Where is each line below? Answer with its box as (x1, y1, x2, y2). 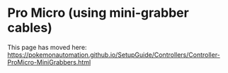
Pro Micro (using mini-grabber (7, 5, 189, 21)
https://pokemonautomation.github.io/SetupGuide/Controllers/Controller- (7, 51, 221, 59)
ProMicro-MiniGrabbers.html (7, 58, 91, 66)
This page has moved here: (7, 43, 87, 51)
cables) (7, 20, 53, 36)
